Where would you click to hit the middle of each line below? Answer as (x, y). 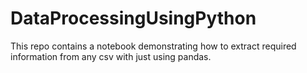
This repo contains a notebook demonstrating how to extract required (153, 46)
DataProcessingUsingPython (133, 18)
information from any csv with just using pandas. (111, 56)
